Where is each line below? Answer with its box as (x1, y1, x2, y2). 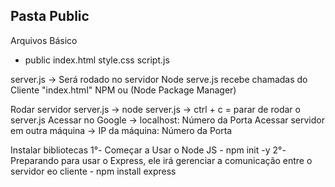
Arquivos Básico (10, 34, 78, 46)
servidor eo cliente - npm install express (10, 165, 177, 177)
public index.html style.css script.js (24, 54, 170, 66)
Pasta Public (10, 8, 90, 25)
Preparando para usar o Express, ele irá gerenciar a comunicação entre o (10, 154, 313, 166)
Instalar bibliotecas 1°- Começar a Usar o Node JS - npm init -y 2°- (10, 144, 287, 156)
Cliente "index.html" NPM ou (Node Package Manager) (10, 84, 237, 96)
